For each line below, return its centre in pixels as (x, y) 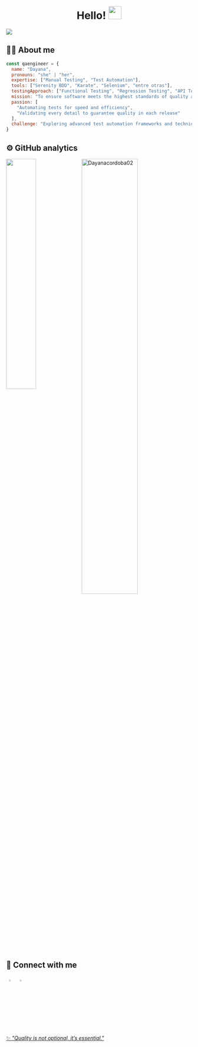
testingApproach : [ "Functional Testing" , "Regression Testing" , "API (98, 91)
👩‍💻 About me (30, 50)
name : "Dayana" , (31, 69)
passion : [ (25, 102)
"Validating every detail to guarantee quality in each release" (99, 113)
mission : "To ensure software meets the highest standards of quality (100, 97)
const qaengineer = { (33, 64)
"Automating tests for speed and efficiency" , (75, 107)
